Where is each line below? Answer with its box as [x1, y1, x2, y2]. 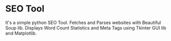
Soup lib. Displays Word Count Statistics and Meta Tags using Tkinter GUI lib [5, 24, 166, 30]
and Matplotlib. [5, 30, 37, 36]
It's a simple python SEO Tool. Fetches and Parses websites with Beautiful [5, 19, 161, 25]
